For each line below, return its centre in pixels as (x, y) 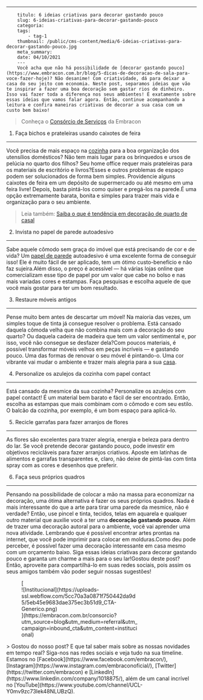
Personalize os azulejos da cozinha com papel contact (83, 374)
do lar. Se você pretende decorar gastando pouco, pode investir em (91, 446)
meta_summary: (35, 52)
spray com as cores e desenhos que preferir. (62, 465)
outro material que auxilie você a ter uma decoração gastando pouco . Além (101, 520)
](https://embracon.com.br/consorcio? (69, 615)
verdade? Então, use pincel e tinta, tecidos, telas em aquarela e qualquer (97, 514)
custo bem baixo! (28, 110)
